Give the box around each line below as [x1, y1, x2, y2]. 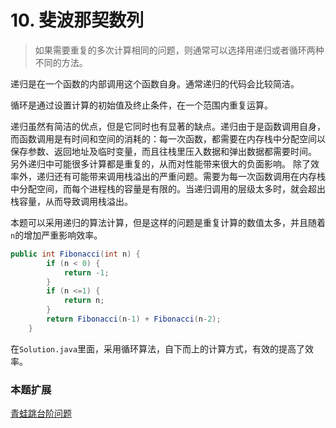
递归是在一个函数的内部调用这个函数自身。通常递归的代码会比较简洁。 [10, 77, 300, 90]
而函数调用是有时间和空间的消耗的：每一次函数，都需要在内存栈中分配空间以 [10, 132, 326, 145]
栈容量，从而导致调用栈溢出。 [10, 195, 133, 207]
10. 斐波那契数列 [10, 9, 145, 32]
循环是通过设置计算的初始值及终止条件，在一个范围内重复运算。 [10, 99, 273, 111]
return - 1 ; [63, 267, 110, 278]
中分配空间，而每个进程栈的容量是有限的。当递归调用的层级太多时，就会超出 [10, 182, 326, 195]
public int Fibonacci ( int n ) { [10, 249, 141, 259]
